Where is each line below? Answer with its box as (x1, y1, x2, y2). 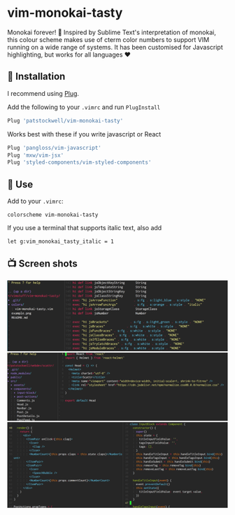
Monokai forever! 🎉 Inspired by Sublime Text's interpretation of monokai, (7, 28, 217, 36)
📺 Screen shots (7, 257, 78, 270)
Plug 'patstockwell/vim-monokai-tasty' (7, 117, 124, 124)
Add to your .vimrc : (7, 197, 64, 206)
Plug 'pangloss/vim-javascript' (7, 144, 101, 151)
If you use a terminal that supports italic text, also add (7, 224, 162, 232)
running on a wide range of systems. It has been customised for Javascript (7, 43, 223, 51)
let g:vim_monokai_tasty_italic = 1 (7, 238, 114, 246)
